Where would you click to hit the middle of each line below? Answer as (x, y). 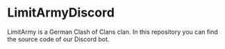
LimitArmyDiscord (61, 13)
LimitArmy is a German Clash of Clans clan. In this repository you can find (113, 32)
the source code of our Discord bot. (58, 39)
